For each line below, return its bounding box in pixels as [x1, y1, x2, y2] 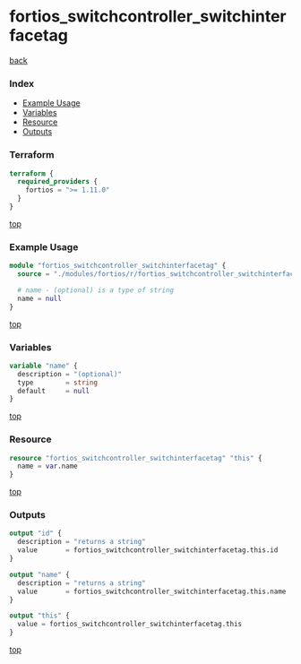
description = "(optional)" [17, 369, 123, 378]
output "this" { [9, 611, 70, 620]
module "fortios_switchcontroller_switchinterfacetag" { [9, 262, 227, 271]
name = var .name [17, 461, 78, 471]
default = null [17, 386, 90, 395]
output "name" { [9, 570, 70, 579]
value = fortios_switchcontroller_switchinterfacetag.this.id [17, 546, 279, 555]
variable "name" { [9, 361, 78, 370]
